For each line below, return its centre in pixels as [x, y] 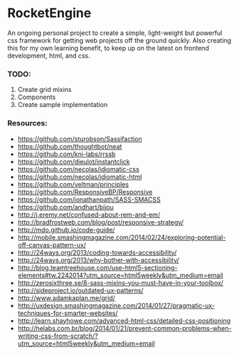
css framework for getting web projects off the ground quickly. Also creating [119, 40]
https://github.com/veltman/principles [73, 184]
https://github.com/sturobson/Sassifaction [80, 139]
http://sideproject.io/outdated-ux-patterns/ [80, 290]
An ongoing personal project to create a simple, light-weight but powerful [115, 33]
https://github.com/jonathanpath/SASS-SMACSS [89, 199]
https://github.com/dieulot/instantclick [74, 161]
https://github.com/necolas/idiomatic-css [79, 169]
